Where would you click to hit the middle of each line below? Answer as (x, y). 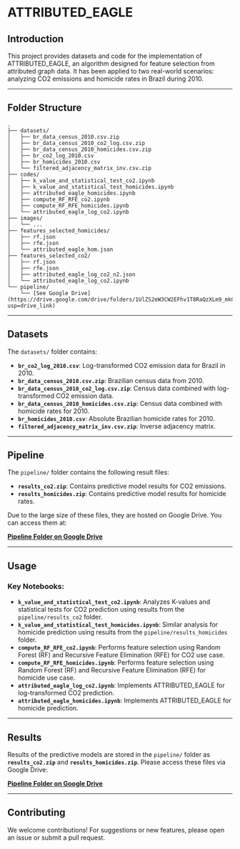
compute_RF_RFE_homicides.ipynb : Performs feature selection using (116, 662)
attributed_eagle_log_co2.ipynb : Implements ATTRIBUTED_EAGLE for (121, 685)
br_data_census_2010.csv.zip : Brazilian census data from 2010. (111, 380)
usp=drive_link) (31, 306)
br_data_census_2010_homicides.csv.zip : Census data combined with (120, 403)
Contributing (36, 813)
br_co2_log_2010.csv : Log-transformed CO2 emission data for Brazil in (121, 365)
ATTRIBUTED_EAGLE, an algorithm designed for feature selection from (111, 64)
